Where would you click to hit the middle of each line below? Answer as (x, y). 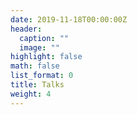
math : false (35, 66)
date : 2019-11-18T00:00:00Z (69, 19)
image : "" (39, 47)
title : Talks (37, 85)
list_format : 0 (42, 76)
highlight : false (46, 57)
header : (26, 29)
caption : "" (44, 38)
